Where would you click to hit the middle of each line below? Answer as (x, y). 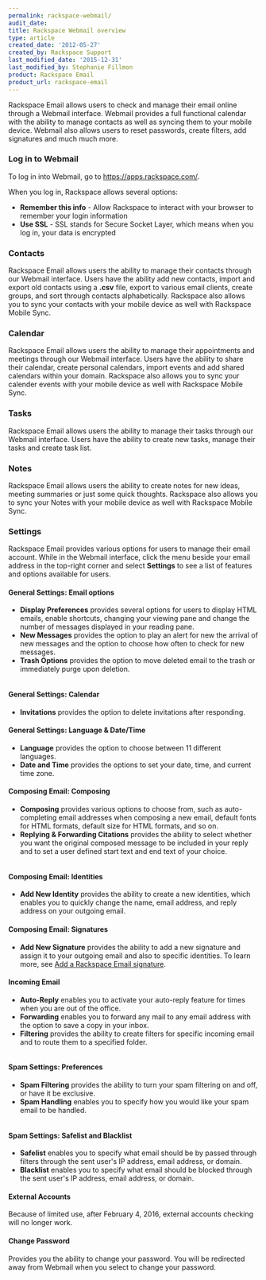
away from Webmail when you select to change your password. (112, 1267)
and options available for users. (60, 574)
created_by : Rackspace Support (60, 52)
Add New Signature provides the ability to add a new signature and (130, 947)
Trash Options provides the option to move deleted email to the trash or (137, 661)
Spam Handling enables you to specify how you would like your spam (134, 1101)
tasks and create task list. (50, 448)
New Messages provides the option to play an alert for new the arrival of (139, 635)
